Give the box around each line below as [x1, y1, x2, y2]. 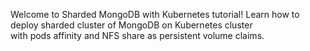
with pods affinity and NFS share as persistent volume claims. [10, 30, 265, 41]
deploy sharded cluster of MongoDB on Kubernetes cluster [10, 19, 253, 31]
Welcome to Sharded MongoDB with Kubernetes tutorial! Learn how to [10, 9, 300, 20]
